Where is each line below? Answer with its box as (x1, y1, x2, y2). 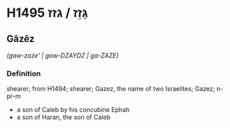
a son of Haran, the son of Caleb (16, 113, 111, 122)
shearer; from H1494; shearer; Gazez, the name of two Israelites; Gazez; (6, 85, 215, 93)
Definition (6, 69, 41, 78)
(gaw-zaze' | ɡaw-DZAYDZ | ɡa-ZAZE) (6, 51, 120, 59)
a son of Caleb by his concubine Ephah (16, 106, 130, 114)
